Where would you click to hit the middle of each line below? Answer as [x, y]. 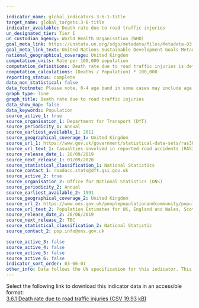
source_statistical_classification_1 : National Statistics [81, 165]
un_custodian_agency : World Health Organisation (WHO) [75, 39]
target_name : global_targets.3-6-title [55, 22]
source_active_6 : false [36, 258]
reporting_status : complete [41, 77]
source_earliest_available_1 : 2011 [50, 132]
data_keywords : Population [39, 110]
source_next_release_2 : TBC [41, 220]
